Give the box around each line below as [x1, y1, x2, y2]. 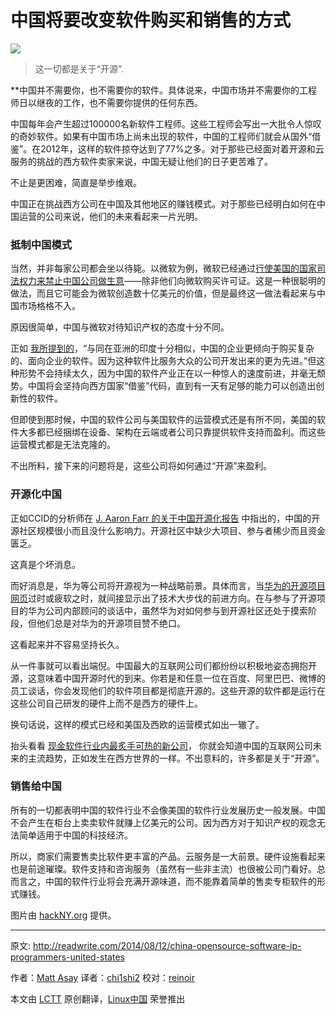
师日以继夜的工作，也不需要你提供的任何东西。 [10, 96, 203, 108]
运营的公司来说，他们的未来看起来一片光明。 [18, 210, 203, 222]
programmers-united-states [10, 951, 125, 963]
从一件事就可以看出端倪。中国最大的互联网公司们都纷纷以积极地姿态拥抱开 [10, 659, 317, 671]
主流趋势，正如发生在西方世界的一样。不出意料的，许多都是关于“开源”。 [27, 752, 325, 764]
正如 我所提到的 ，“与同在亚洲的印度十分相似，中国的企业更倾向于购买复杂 [10, 342, 315, 355]
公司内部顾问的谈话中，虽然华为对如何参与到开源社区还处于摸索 [44, 604, 308, 616]
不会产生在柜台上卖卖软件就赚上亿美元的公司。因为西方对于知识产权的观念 [10, 816, 317, 828]
